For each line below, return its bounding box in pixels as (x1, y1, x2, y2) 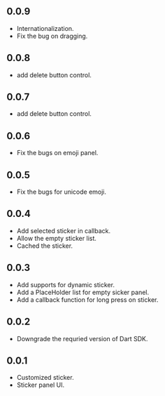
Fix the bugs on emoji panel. (16, 149, 99, 157)
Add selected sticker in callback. (16, 226, 111, 235)
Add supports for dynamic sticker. (16, 280, 115, 289)
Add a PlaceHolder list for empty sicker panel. (16, 288, 150, 296)
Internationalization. (16, 24, 74, 32)
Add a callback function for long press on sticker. (16, 295, 159, 304)
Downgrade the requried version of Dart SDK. (16, 334, 148, 343)
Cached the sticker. (16, 242, 73, 250)
